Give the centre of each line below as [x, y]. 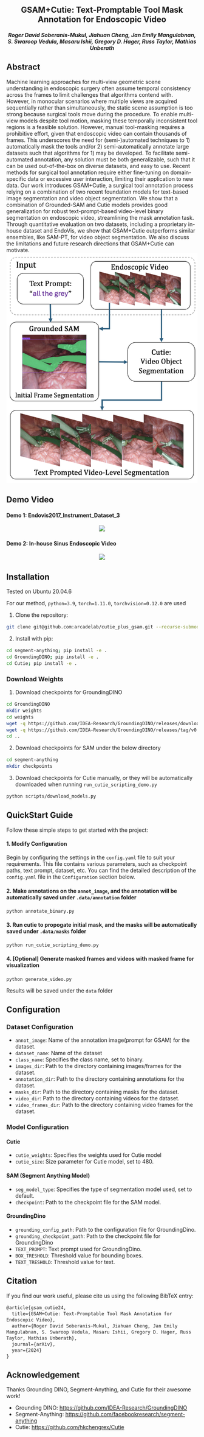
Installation [28, 577]
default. [25, 1195]
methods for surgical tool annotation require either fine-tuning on [88, 172]
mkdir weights [24, 711]
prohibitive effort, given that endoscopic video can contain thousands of [97, 133]
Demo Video [30, 500]
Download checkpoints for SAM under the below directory [88, 748]
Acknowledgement [43, 1375]
